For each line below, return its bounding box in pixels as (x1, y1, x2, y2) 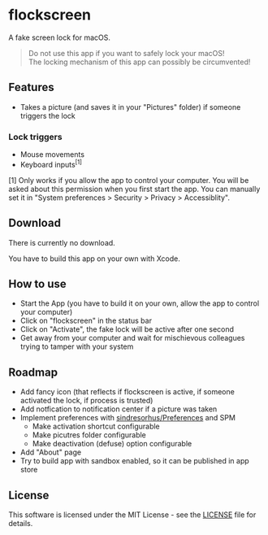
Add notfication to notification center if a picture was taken (19, 404, 218, 414)
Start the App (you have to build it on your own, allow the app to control (19, 298, 260, 308)
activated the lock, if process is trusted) (19, 396, 153, 406)
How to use (8, 276, 67, 290)
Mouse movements (19, 150, 85, 159)
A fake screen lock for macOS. (8, 33, 111, 42)
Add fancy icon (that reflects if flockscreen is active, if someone (19, 387, 236, 397)
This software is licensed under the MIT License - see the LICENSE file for (8, 510, 257, 520)
